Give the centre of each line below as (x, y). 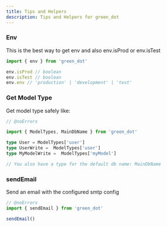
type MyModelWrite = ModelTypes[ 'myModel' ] (61, 153)
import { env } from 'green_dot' (47, 61)
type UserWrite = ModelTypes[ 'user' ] (53, 148)
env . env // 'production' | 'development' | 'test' (69, 83)
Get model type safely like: (38, 111)
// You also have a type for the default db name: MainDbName (83, 164)
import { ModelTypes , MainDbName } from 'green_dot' (72, 132)
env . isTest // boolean (34, 77)
